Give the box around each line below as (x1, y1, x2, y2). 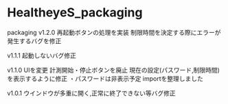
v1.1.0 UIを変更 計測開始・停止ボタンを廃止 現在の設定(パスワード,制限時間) (7, 66, 220, 74)
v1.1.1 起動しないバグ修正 (7, 51, 77, 60)
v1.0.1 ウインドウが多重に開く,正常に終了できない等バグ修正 (7, 89, 176, 97)
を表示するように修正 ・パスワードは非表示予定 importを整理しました (7, 74, 204, 83)
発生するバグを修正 (7, 36, 62, 45)
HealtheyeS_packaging (7, 5, 143, 21)
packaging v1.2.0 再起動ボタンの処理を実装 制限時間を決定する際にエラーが (7, 28, 221, 36)
